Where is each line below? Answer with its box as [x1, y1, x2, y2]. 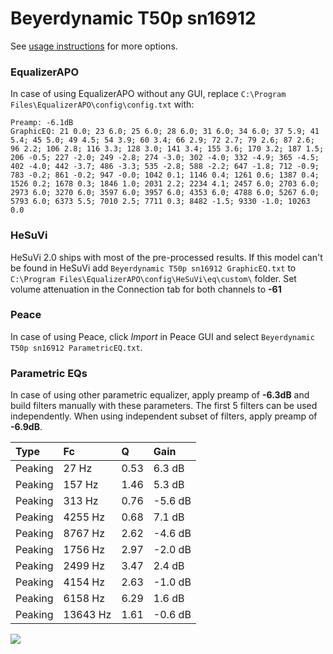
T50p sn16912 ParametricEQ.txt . [10, 341, 143, 353]
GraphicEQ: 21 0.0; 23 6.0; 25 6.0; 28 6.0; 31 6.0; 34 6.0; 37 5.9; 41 [10, 127, 320, 137]
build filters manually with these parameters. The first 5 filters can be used [10, 400, 318, 412]
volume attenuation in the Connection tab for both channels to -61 [10, 283, 282, 295]
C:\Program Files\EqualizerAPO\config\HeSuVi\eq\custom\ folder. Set [10, 272, 297, 284]
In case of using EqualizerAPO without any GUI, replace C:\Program [10, 88, 287, 100]
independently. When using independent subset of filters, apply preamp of [10, 410, 318, 422]
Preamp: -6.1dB [10, 118, 74, 128]
